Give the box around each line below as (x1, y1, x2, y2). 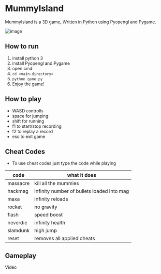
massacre (7, 180, 30, 187)
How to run (5, 42, 39, 51)
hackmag (7, 188, 29, 195)
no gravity (34, 204, 58, 211)
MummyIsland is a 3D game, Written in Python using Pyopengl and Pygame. (5, 19, 156, 25)
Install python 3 (12, 55, 43, 61)
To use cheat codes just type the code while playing (12, 160, 116, 166)
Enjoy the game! (12, 81, 44, 87)
